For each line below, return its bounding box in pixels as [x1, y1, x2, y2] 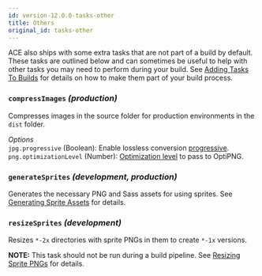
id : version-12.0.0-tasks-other [8, 11, 114, 20]
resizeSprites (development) [8, 217, 122, 228]
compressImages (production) [8, 93, 118, 104]
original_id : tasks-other [8, 26, 93, 34]
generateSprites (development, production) [8, 171, 178, 182]
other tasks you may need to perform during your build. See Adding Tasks [8, 65, 249, 74]
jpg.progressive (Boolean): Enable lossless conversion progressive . [8, 143, 230, 153]
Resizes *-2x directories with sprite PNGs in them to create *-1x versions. [8, 235, 247, 245]
